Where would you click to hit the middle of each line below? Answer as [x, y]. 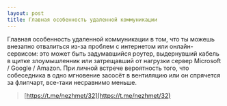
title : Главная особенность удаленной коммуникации [82, 20]
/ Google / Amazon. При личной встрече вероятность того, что [98, 68]
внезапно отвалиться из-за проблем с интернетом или [88, 46]
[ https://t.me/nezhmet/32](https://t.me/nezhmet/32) [97, 95]
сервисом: [23, 53]
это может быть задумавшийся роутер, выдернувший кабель [130, 53]
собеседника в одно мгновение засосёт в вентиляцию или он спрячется [114, 75]
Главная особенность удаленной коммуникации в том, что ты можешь [111, 39]
